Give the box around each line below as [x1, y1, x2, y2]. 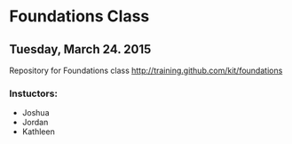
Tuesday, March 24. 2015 [9, 42, 152, 57]
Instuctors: [9, 87, 58, 100]
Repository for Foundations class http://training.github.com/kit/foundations [9, 65, 283, 76]
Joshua [21, 108, 50, 118]
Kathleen [21, 126, 55, 137]
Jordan [21, 117, 49, 128]
